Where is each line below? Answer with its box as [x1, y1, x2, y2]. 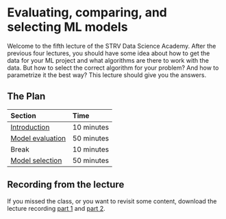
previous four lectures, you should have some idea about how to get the [7, 49, 210, 57]
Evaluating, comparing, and [7, 5, 168, 20]
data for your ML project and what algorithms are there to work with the [7, 56, 209, 64]
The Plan [7, 91, 46, 102]
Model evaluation [10, 133, 66, 143]
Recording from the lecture [7, 179, 125, 190]
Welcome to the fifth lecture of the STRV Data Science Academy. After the [7, 42, 216, 50]
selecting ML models [7, 19, 128, 35]
